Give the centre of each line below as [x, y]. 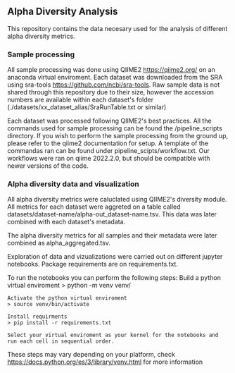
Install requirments [38, 317]
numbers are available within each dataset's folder [81, 100]
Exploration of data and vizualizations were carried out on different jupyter [115, 257]
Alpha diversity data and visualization [73, 184]
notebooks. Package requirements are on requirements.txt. [93, 264]
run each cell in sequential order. [61, 341]
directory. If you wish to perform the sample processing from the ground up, [118, 136]
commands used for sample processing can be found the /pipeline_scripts [115, 128]
